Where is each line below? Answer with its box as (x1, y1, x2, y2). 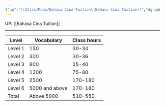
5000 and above (29, 85, 68, 91)
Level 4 (7, 69, 25, 76)
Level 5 (7, 77, 25, 84)
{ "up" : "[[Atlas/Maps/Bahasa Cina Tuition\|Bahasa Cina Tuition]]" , (5, 7, 146, 12)
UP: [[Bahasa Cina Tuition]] (5, 21, 60, 26)
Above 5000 (29, 92, 58, 99)
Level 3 (7, 61, 25, 67)
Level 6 (7, 85, 25, 91)
